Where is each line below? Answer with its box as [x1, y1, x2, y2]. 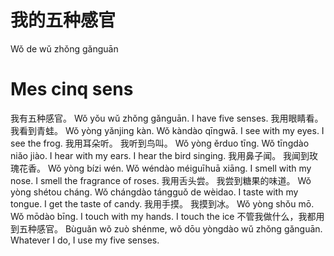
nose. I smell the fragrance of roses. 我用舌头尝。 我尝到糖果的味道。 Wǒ [10, 174, 312, 186]
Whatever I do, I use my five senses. [10, 234, 160, 246]
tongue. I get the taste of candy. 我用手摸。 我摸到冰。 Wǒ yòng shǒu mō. [10, 197, 315, 210]
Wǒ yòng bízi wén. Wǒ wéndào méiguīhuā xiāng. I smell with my [47, 162, 312, 174]
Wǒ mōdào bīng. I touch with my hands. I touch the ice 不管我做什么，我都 [10, 210, 317, 222]
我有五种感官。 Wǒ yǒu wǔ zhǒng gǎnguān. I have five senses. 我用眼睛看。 [10, 112, 324, 124]
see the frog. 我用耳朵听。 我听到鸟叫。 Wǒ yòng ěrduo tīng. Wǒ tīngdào [10, 137, 310, 149]
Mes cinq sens [10, 78, 134, 101]
